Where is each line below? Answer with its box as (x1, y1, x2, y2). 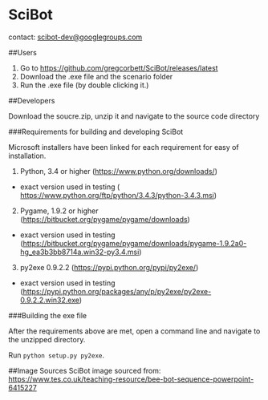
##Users (8, 47, 38, 57)
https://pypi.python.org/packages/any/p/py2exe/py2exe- (22, 286, 212, 296)
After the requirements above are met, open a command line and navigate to (8, 326, 261, 336)
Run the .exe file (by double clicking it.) (19, 80, 149, 90)
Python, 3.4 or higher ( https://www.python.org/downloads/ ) (19, 166, 218, 176)
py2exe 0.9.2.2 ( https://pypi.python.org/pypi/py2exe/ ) (19, 262, 199, 272)
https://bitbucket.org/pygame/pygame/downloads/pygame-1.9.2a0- (22, 238, 247, 248)
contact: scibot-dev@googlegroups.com (8, 32, 143, 42)
